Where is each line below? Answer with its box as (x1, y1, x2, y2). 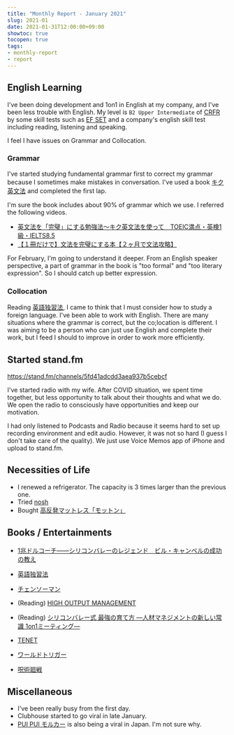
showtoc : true (7, 29, 49, 37)
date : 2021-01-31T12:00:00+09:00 (7, 23, 105, 30)
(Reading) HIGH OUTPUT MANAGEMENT (17, 598, 136, 607)
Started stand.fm (7, 353, 84, 365)
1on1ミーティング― (25, 622, 80, 630)
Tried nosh (17, 498, 49, 506)
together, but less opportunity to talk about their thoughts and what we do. (7, 393, 221, 401)
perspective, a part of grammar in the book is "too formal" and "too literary (7, 261, 222, 269)
